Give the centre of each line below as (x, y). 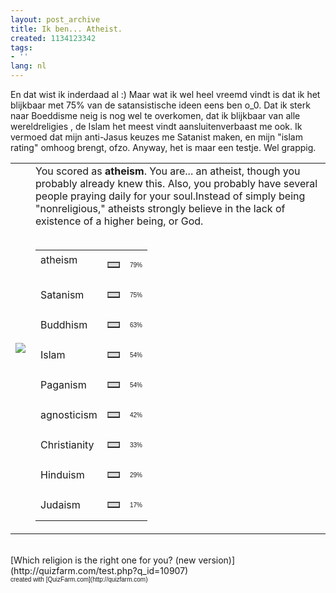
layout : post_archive (55, 19)
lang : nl (28, 66)
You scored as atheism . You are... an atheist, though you (168, 171)
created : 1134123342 (53, 38)
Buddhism (64, 324)
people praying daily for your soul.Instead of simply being (170, 196)
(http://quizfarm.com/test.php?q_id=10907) (99, 570)
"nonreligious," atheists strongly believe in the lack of (160, 208)
